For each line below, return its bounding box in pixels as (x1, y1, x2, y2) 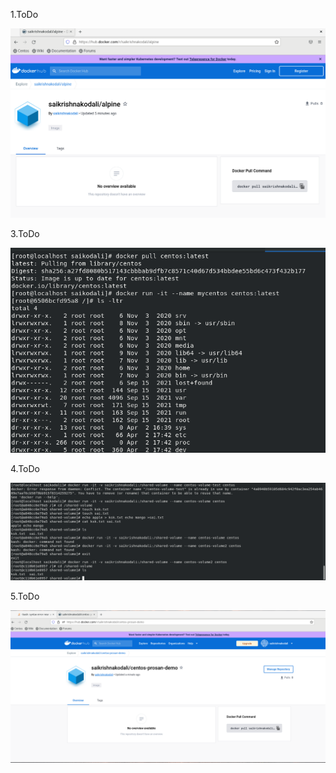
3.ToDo (10, 227, 40, 239)
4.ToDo (10, 462, 40, 474)
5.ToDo (10, 590, 40, 603)
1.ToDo (10, 9, 39, 20)
